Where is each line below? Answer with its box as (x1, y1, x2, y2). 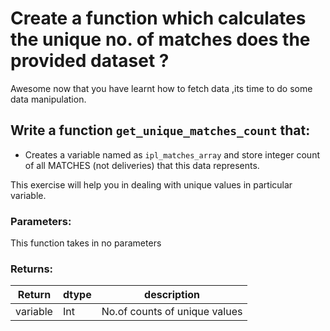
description (144, 288, 201, 302)
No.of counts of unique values (101, 305, 243, 319)
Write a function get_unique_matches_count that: (10, 122, 311, 139)
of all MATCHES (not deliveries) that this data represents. (24, 159, 260, 171)
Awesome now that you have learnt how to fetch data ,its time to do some (10, 82, 313, 94)
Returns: (10, 262, 54, 276)
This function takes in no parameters (10, 237, 162, 249)
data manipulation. (10, 93, 87, 105)
